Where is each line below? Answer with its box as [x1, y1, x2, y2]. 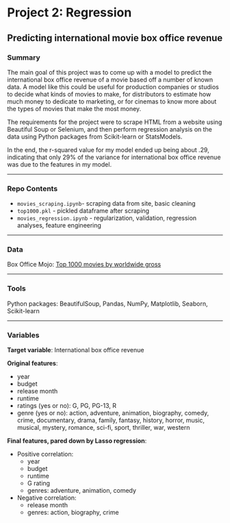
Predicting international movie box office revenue [7, 32, 223, 44]
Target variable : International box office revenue [7, 346, 144, 354]
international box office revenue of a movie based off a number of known [7, 75, 214, 84]
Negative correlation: [16, 494, 77, 502]
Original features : [7, 359, 58, 367]
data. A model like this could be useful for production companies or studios [7, 82, 219, 90]
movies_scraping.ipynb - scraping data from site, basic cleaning [16, 199, 196, 208]
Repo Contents [7, 184, 58, 193]
